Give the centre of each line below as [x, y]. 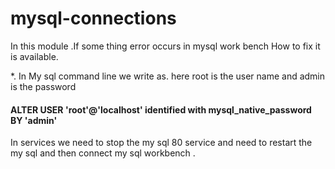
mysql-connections [93, 18]
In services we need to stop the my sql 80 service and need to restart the [161, 143]
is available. [34, 56]
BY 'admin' [34, 120]
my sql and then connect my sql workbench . [103, 153]
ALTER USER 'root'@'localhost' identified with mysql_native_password [161, 109]
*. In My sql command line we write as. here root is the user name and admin [168, 76]
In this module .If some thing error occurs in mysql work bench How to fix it [165, 46]
